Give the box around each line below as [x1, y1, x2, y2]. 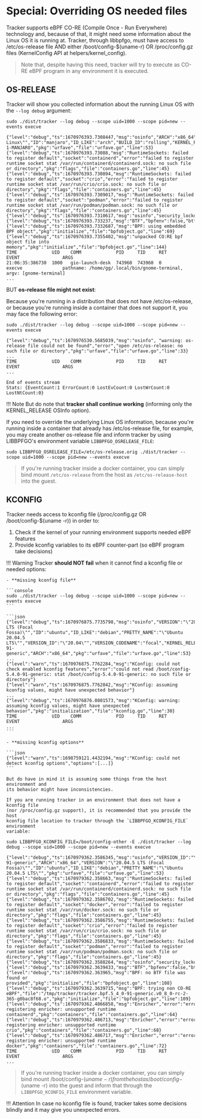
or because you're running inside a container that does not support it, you [6, 304, 188, 311]
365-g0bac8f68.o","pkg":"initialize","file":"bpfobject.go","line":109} [6, 996, 191, 1002]
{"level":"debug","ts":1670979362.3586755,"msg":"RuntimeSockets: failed [6, 917, 194, 923]
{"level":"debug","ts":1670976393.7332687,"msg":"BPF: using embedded [6, 223, 186, 229]
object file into [6, 239, 50, 245]
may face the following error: [6, 310, 78, 318]
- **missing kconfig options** [6, 739, 84, 745]
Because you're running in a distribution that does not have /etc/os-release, [6, 297, 193, 304]
